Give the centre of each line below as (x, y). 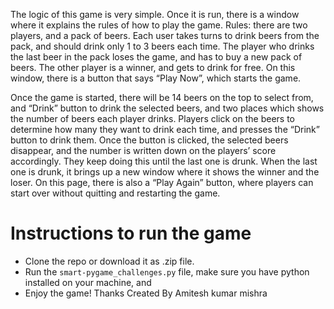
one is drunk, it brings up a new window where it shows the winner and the (165, 172)
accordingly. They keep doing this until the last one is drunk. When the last (164, 161)
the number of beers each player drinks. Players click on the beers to (152, 118)
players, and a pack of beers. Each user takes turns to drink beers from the (165, 35)
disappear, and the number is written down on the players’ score (143, 150)
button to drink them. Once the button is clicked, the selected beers (149, 140)
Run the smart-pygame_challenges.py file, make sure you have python (167, 271)
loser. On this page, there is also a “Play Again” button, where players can (162, 182)
